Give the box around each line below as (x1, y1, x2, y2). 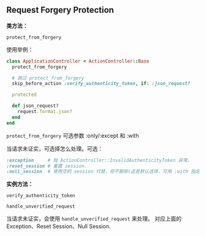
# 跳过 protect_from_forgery (12, 75, 85, 81)
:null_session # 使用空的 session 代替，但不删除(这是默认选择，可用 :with (6, 168, 189, 175)
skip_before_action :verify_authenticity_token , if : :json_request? (12, 81, 191, 87)
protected (12, 92, 37, 98)
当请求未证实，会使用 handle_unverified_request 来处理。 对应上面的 (6, 215, 182, 222)
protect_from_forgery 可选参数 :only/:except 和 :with (6, 132, 139, 139)
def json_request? (12, 103, 59, 109)
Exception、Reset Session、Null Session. (6, 222, 111, 230)
